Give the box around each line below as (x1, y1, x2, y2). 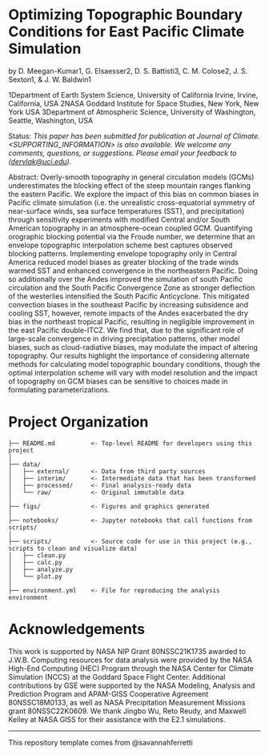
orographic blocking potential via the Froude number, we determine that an (8, 231, 255, 241)
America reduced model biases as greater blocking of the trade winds (8, 257, 239, 267)
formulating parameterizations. (8, 384, 110, 394)
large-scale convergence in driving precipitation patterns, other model (8, 334, 240, 343)
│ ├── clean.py (8, 551, 66, 560)
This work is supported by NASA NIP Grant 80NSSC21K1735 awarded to (8, 646, 247, 656)
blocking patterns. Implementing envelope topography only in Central (8, 248, 238, 258)
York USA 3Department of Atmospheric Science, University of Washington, (8, 106, 256, 117)
